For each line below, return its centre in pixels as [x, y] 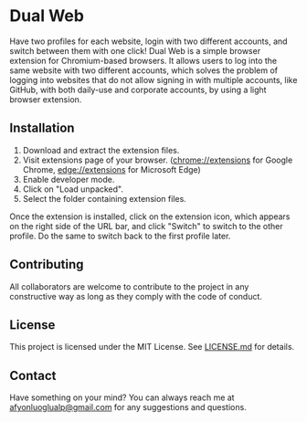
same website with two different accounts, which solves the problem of [144, 70]
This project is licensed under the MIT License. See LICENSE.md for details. [152, 347]
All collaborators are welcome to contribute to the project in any [129, 286]
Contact [33, 375]
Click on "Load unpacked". [73, 189]
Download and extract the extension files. [101, 150]
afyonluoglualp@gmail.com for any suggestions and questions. [128, 407]
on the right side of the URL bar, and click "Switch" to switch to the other [146, 226]
